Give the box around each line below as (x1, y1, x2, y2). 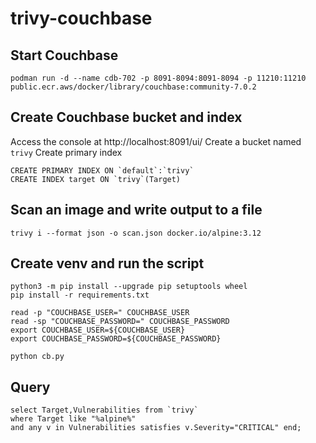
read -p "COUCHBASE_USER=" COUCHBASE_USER (10, 308, 190, 318)
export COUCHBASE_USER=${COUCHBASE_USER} (10, 325, 186, 336)
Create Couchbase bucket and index (10, 109, 243, 126)
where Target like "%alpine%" (10, 414, 137, 424)
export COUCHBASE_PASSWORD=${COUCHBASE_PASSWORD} (10, 334, 222, 344)
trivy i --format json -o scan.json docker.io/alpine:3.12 (10, 228, 262, 238)
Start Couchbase (10, 47, 119, 64)
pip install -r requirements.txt (10, 290, 150, 301)
